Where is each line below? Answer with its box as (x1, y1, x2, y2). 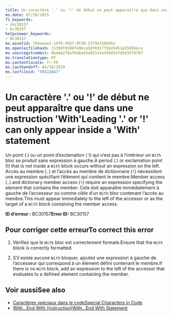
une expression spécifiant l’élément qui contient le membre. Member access (5, 174, 165, 180)
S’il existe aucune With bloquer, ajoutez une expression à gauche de (12, 255, 157, 261)
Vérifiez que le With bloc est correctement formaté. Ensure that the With (12, 239, 163, 245)
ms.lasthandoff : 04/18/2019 (5, 65, 66, 70)
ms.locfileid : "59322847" (5, 70, 60, 75)
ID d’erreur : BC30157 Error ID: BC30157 (5, 210, 90, 217)
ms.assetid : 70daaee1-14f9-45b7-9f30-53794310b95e (5, 41, 116, 46)
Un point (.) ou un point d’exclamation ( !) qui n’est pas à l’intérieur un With (5, 152, 161, 158)
